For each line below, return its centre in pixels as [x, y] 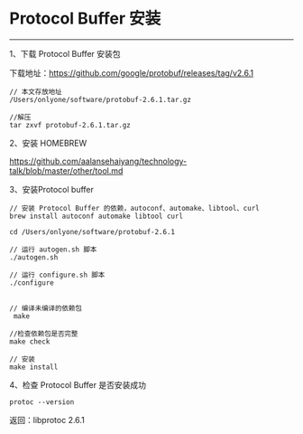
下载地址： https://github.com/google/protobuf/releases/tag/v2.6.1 [132, 72]
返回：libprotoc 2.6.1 [47, 420]
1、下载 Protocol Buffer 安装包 [65, 53]
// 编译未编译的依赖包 [46, 308]
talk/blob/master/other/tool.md [66, 170]
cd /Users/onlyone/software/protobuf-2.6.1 [92, 231]
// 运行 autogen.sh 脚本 [53, 250]
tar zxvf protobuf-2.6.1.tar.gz [70, 125]
